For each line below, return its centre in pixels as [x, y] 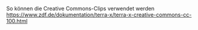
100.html [17, 21]
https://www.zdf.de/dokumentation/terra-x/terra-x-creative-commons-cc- [99, 15]
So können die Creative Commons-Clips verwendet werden [81, 9]
